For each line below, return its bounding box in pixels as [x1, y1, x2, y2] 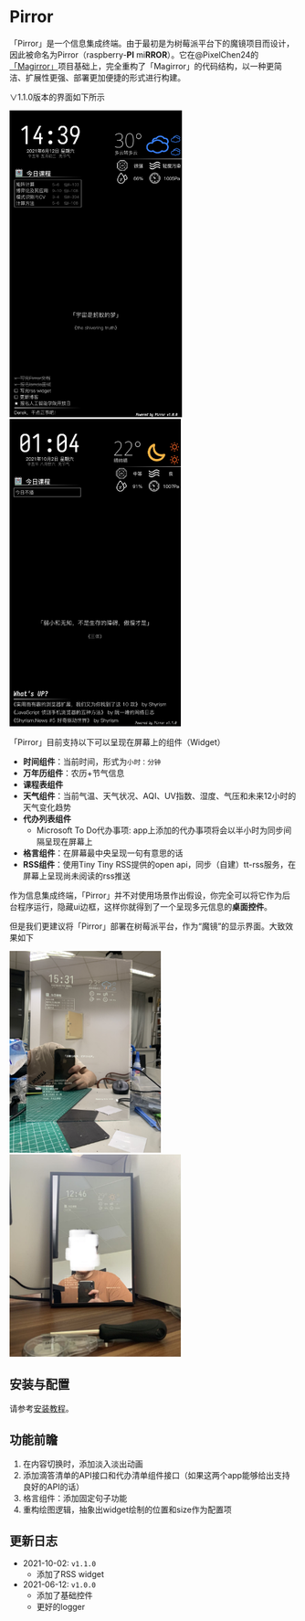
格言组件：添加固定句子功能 [22, 1492, 128, 1503]
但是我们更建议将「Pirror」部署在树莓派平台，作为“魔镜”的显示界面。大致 [9, 921, 286, 932]
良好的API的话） [22, 1481, 85, 1492]
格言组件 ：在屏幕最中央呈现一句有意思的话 [22, 848, 184, 858]
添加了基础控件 [36, 1590, 93, 1601]
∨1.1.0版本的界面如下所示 [9, 91, 105, 102]
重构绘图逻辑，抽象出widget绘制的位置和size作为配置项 [22, 1504, 233, 1515]
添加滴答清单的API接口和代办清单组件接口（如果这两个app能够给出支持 [22, 1469, 290, 1480]
